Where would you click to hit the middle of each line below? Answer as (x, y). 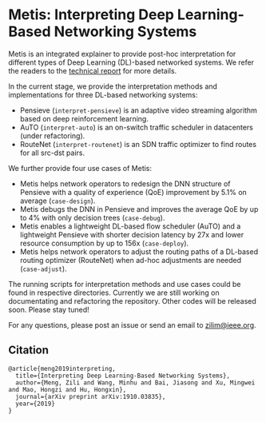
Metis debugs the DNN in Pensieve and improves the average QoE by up (139, 209)
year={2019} (36, 404)
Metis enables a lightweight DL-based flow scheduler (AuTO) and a (130, 226)
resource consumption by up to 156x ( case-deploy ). (104, 243)
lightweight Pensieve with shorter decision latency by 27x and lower (132, 234)
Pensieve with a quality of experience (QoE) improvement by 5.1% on (133, 192)
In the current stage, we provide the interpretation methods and (113, 86)
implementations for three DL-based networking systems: (103, 94)
